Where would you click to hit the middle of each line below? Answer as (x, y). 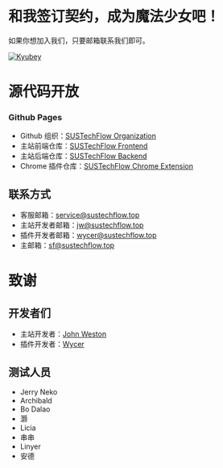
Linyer (31, 447)
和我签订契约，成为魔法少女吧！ (114, 17)
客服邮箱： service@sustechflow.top (80, 215)
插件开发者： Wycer (52, 345)
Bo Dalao (35, 409)
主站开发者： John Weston (63, 334)
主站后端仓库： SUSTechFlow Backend (83, 156)
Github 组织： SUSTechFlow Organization (88, 136)
